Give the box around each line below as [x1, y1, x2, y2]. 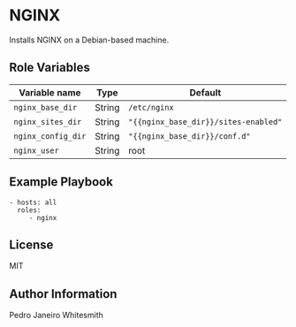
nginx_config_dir [13, 131, 87, 141]
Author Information [9, 286, 118, 301]
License [9, 237, 54, 252]
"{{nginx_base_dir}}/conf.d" [127, 131, 251, 141]
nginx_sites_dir [13, 117, 82, 126]
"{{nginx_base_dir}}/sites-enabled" [127, 117, 283, 126]
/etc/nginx [127, 103, 174, 112]
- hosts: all [9, 198, 57, 207]
